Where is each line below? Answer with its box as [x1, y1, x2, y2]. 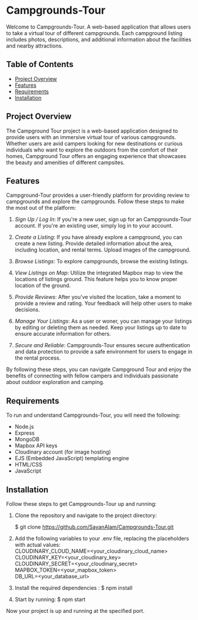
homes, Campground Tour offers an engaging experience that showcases [6, 152, 187, 159]
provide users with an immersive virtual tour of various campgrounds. [6, 133, 177, 140]
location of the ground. [14, 282, 71, 289]
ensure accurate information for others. [14, 331, 111, 338]
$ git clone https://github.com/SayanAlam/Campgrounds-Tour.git [14, 524, 174, 530]
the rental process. [14, 354, 61, 361]
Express [14, 429, 35, 437]
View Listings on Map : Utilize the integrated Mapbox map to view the [14, 269, 183, 276]
